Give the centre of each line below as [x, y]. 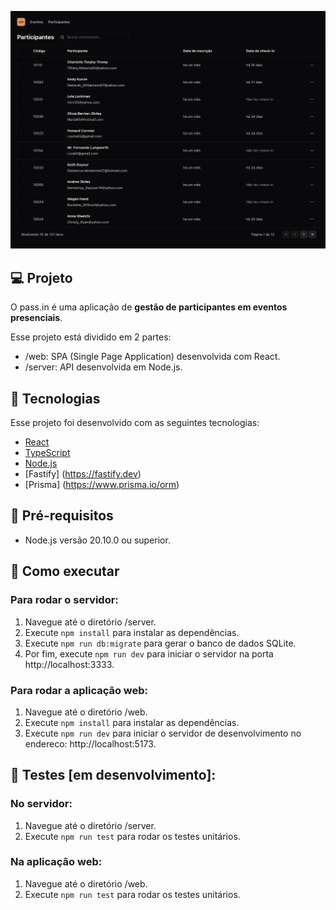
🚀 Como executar [65, 571]
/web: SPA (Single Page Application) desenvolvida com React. [152, 357]
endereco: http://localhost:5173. [90, 743]
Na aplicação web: [56, 862]
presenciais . [36, 318]
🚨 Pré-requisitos [62, 516]
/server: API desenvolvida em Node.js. [103, 367]
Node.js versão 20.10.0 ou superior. [97, 540]
